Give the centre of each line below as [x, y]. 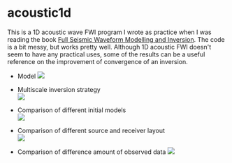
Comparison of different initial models [72, 110]
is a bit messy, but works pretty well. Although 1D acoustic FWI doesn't [109, 47]
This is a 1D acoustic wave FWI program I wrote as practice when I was [109, 32]
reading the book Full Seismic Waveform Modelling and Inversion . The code [116, 39]
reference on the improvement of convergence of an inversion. [98, 61]
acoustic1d [39, 13]
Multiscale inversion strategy [59, 89]
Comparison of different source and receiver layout [91, 130]
